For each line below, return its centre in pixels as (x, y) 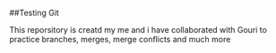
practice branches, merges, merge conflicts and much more (120, 39)
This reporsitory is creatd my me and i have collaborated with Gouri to (138, 30)
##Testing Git (34, 13)
